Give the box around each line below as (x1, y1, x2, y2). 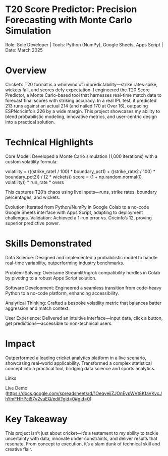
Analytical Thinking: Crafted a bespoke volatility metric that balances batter (5, 300, 162, 306)
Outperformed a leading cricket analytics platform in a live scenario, (5, 355, 146, 361)
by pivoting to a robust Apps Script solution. (5, 275, 97, 281)
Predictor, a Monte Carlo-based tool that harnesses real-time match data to (5, 92, 162, 98)
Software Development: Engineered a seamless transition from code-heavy (5, 284, 162, 291)
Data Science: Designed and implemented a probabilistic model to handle (5, 254, 158, 260)
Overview (5, 65, 47, 76)
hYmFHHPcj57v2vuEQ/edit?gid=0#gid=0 (5, 395, 90, 402)
